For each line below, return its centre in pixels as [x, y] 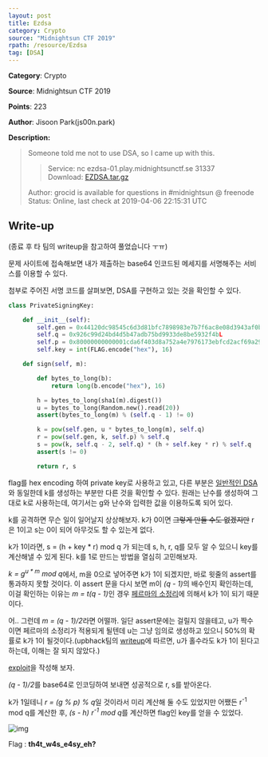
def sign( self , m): [55, 365]
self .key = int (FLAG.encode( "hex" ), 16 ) [105, 350]
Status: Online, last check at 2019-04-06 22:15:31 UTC [117, 201]
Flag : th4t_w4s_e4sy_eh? [52, 743]
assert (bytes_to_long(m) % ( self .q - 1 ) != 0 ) [116, 415]
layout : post [30, 16]
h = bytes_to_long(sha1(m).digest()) [99, 400]
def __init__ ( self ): [57, 320]
